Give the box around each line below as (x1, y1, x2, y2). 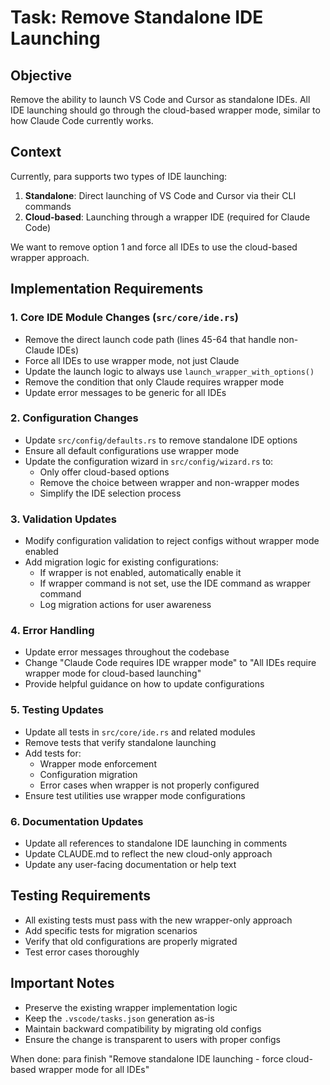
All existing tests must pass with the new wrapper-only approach (24, 914, 293, 926)
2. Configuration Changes (10, 411, 139, 425)
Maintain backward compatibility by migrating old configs (24, 1022, 262, 1035)
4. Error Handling (10, 624, 95, 638)
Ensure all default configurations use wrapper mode (24, 444, 240, 456)
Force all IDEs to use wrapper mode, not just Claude (24, 354, 240, 366)
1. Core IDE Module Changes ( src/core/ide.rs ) (10, 311, 239, 325)
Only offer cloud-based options (39, 466, 170, 478)
